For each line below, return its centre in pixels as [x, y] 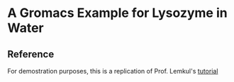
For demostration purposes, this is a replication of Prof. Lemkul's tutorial [113, 71]
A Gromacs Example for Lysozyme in [118, 13]
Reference [31, 54]
